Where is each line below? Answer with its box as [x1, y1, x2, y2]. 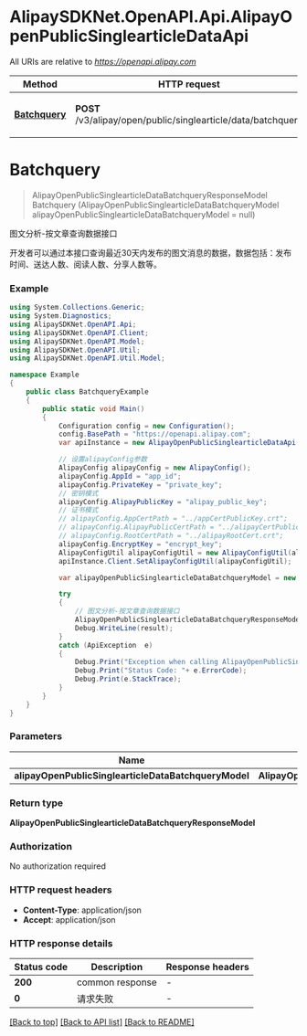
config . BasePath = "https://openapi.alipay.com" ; [58, 429, 251, 439]
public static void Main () [42, 404, 145, 413]
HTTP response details [9, 936, 113, 949]
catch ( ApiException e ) [58, 640, 153, 650]
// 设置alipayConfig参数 [58, 455, 148, 464]
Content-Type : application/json [22, 904, 142, 915]
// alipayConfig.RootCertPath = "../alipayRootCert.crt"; [58, 532, 284, 541]
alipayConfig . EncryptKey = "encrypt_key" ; [58, 539, 223, 549]
